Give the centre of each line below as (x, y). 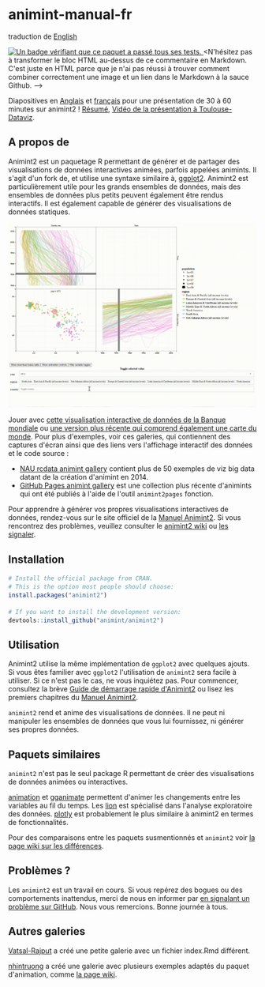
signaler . (22, 534)
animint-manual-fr (70, 15)
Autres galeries (47, 931)
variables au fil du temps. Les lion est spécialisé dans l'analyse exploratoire (130, 805)
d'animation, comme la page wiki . (63, 974)
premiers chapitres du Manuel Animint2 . (73, 698)
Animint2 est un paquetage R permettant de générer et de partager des (124, 161)
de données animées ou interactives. (68, 782)
